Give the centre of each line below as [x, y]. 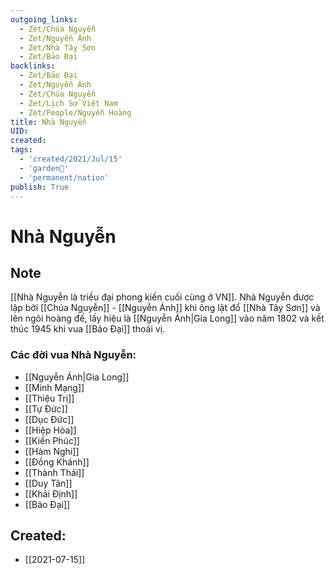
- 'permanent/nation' [64, 177]
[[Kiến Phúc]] [52, 440]
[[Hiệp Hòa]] [50, 430]
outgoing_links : [44, 19]
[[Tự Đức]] [46, 408]
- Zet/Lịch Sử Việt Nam [68, 103]
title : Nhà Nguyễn [48, 122]
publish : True [40, 187]
